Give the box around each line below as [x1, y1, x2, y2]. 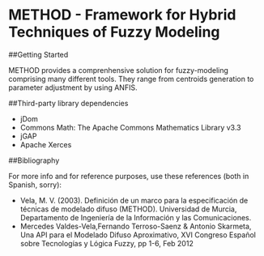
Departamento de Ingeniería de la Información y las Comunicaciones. [19, 212, 252, 222]
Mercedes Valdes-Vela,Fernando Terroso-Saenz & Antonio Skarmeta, [19, 221, 252, 231]
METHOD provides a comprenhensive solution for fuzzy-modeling [8, 65, 229, 75]
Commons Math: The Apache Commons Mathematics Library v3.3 [19, 122, 241, 132]
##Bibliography [8, 156, 60, 165]
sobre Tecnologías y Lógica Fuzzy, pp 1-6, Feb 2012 [19, 238, 194, 248]
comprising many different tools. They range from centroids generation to [8, 74, 254, 83]
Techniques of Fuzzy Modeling [8, 23, 220, 41]
